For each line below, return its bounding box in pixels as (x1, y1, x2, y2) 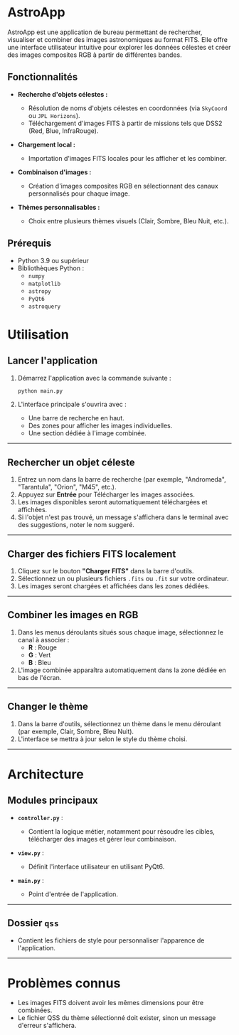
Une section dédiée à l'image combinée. (28, 429, 147, 437)
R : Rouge (28, 643, 57, 652)
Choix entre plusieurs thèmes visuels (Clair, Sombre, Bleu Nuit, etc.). (28, 216, 229, 225)
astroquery (28, 303, 61, 310)
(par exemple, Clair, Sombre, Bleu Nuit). (17, 727, 134, 736)
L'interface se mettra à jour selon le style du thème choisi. (17, 734, 188, 743)
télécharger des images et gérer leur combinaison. (28, 834, 176, 843)
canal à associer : (17, 635, 70, 644)
